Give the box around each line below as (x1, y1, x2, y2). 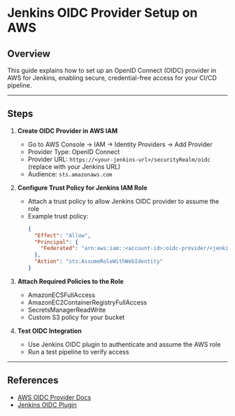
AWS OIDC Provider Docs (17, 393, 92, 401)
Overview (7, 48, 51, 60)
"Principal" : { (34, 238, 79, 246)
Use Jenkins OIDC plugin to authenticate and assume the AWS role (27, 340, 221, 348)
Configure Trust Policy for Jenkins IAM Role (17, 183, 148, 192)
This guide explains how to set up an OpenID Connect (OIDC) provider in (7, 67, 217, 74)
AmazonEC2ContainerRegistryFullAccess (27, 298, 148, 306)
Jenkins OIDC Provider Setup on (7, 5, 198, 21)
